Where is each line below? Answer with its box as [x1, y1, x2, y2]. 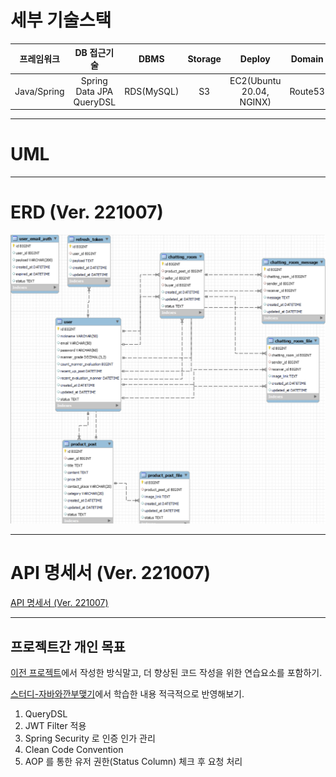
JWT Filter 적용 [24, 719, 87, 731]
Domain [290, 52, 324, 65]
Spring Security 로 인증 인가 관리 [24, 732, 156, 744]
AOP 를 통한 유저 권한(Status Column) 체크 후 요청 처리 [24, 755, 243, 767]
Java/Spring [14, 85, 65, 97]
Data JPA [75, 85, 114, 97]
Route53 [289, 85, 325, 97]
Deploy [239, 52, 271, 65]
